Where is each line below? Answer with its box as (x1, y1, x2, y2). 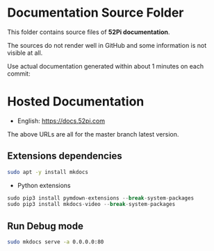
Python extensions (17, 181, 71, 189)
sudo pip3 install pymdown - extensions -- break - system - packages (7, 194, 195, 202)
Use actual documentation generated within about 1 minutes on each (7, 62, 204, 70)
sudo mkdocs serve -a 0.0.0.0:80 (7, 239, 104, 245)
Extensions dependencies (7, 150, 123, 162)
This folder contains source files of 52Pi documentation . (7, 28, 170, 36)
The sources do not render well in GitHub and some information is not (7, 41, 207, 49)
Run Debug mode (7, 220, 83, 232)
